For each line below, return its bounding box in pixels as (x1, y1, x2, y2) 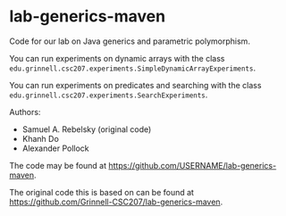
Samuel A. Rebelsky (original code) (21, 123, 152, 135)
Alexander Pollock (21, 143, 89, 154)
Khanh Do (21, 133, 60, 144)
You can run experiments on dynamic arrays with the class (9, 53, 225, 63)
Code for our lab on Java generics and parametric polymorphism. (9, 36, 250, 46)
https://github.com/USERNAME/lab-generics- (108, 160, 277, 170)
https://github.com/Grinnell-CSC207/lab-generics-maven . (9, 196, 223, 207)
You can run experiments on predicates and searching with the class (9, 79, 262, 90)
